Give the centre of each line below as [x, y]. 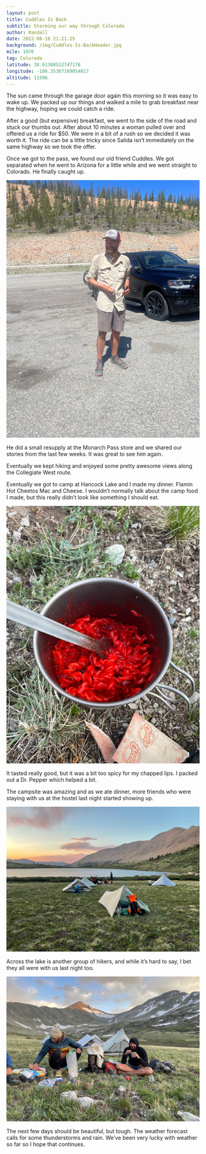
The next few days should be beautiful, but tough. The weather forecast [97, 1131]
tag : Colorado [25, 58]
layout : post [23, 13]
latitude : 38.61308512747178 [44, 64]
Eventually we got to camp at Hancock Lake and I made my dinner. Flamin [100, 484]
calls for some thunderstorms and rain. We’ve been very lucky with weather [102, 1138]
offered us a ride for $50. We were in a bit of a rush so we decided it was [98, 134]
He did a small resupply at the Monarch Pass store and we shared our [94, 448]
